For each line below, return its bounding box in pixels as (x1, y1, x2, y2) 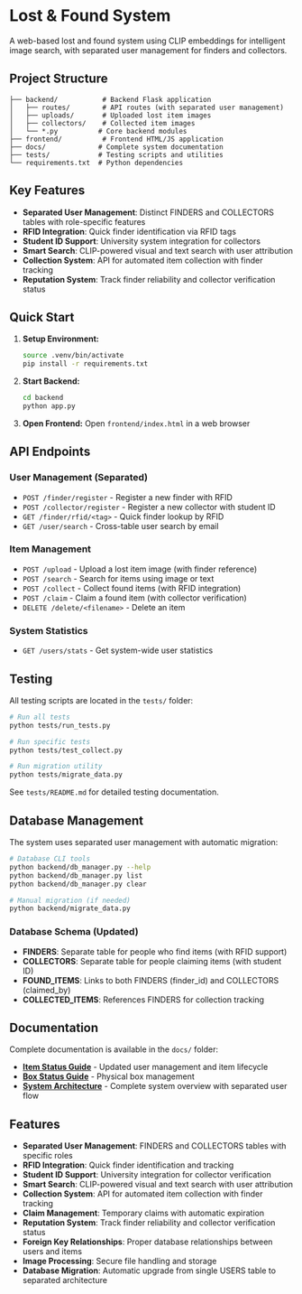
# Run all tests (9, 712, 70, 721)
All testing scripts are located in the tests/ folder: (9, 694, 194, 705)
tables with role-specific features (22, 216, 146, 227)
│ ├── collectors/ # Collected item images (9, 118, 196, 127)
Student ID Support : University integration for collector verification (22, 1169, 272, 1180)
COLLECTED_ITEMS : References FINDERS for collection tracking (22, 994, 264, 1005)
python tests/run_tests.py (9, 721, 111, 730)
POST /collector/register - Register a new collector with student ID (22, 501, 277, 512)
